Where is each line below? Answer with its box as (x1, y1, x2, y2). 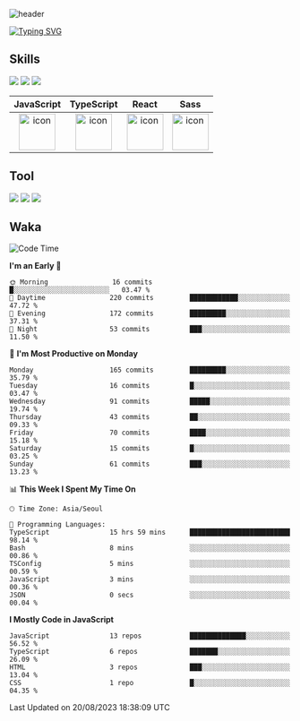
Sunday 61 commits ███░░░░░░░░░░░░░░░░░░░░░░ (9, 459, 291, 469)
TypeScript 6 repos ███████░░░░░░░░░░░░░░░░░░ (9, 648, 291, 657)
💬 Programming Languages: (9, 520, 106, 529)
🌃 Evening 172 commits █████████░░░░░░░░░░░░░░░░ (9, 309, 291, 318)
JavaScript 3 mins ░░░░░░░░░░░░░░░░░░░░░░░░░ (9, 575, 291, 584)
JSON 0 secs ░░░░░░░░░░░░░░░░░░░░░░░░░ (9, 591, 291, 600)
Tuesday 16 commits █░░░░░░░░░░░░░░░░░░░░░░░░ (9, 382, 291, 391)
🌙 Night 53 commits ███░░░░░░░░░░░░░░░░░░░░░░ (9, 325, 291, 334)
